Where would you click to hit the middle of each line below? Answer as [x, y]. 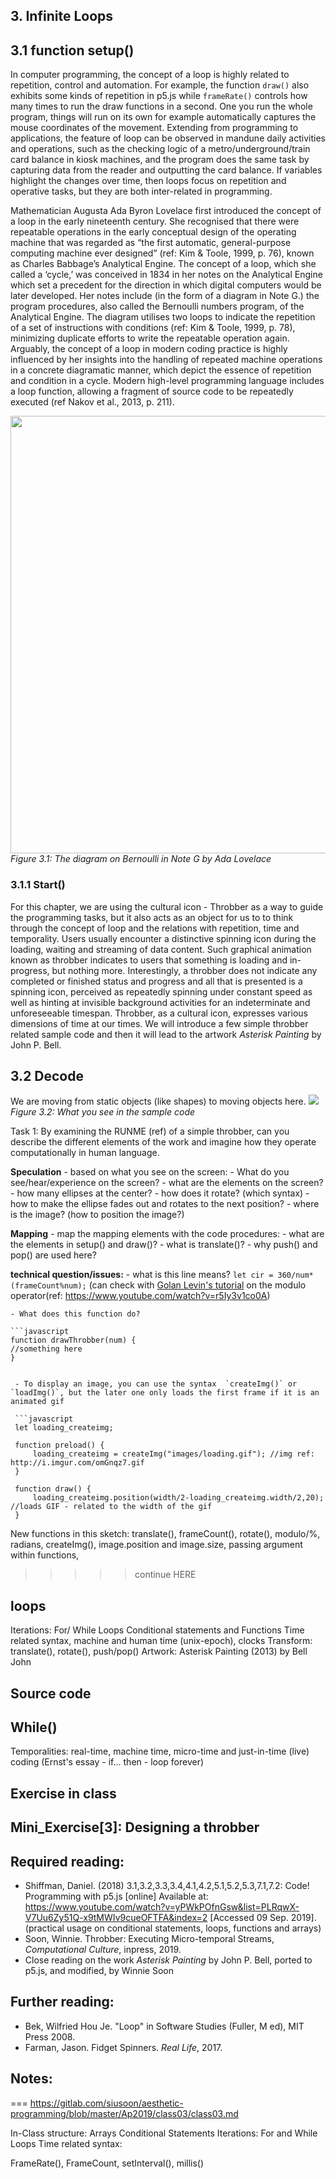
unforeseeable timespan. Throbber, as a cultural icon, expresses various [159, 1013]
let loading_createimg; [64, 1428]
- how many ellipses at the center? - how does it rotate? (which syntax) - [160, 1193]
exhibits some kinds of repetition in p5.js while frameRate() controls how [159, 96]
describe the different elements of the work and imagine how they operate [163, 1142]
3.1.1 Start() [38, 885]
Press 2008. [50, 2036]
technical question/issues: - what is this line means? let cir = [142, 1275]
